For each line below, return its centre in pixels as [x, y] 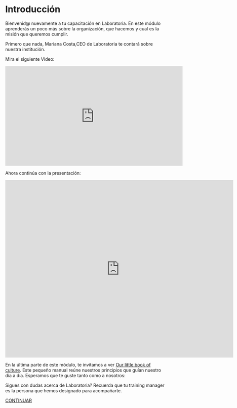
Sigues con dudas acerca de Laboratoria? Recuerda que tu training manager [85, 385]
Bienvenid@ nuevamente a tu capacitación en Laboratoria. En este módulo [83, 23]
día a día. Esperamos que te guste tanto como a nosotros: [65, 375]
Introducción [33, 9]
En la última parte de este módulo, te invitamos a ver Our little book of [78, 364]
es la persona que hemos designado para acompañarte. [64, 390]
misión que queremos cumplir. [37, 34]
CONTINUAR [18, 400]
